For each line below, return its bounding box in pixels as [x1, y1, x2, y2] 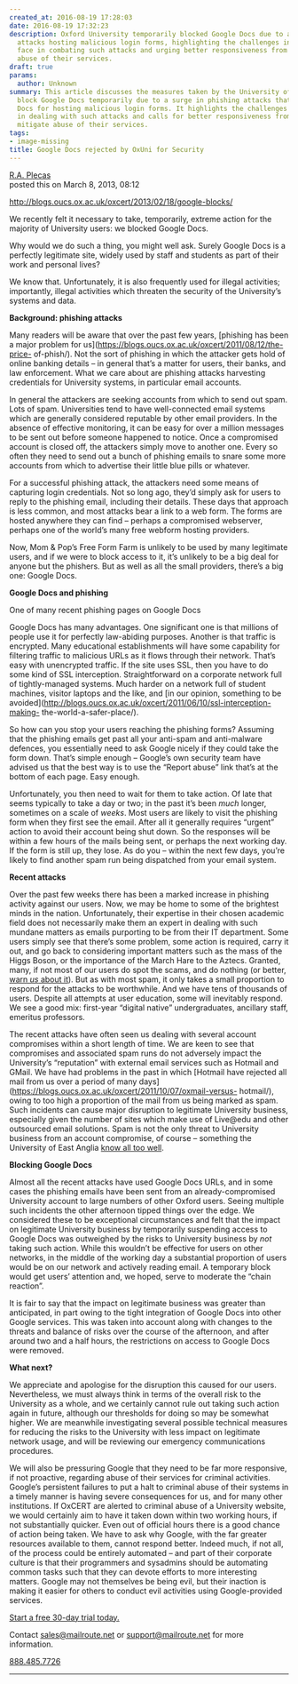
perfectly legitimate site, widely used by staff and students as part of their [9, 250, 279, 260]
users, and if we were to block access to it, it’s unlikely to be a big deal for [9, 551, 279, 562]
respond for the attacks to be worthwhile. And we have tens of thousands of [9, 983, 288, 994]
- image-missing [9, 137, 69, 146]
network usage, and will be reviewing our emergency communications [9, 1436, 266, 1447]
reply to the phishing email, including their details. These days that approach [9, 496, 289, 507]
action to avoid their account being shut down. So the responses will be [9, 826, 271, 836]
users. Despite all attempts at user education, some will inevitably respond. [9, 993, 284, 1003]
